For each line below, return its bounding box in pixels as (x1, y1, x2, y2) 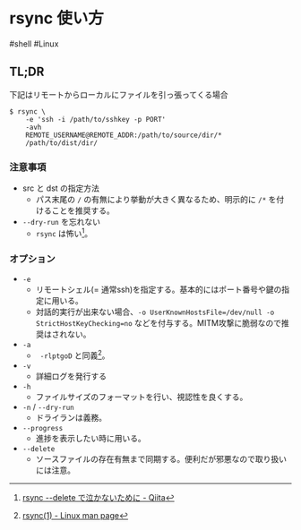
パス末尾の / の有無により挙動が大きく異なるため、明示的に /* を (35, 194, 277, 205)
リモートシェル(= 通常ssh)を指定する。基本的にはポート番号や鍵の (35, 284, 282, 295)
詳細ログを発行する (35, 371, 107, 381)
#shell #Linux (9, 38, 59, 49)
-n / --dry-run (21, 401, 74, 412)
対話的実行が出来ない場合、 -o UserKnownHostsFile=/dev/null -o (35, 306, 275, 317)
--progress (21, 423, 64, 432)
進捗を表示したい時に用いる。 (35, 432, 146, 443)
